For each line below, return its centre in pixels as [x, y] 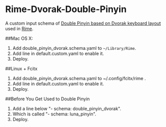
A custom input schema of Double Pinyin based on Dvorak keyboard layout [83, 23]
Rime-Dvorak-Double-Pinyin [66, 9]
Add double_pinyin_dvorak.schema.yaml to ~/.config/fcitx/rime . [79, 78]
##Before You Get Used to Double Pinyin [47, 99]
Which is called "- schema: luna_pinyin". [54, 114]
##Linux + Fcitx [21, 69]
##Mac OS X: [19, 38]
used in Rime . [19, 28]
